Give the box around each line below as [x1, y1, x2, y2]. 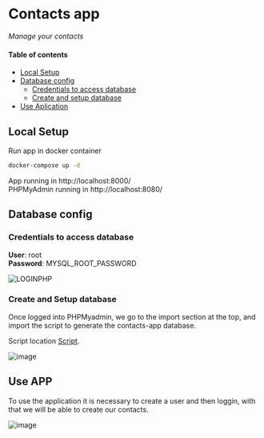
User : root [8, 250, 42, 259]
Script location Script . [8, 336, 80, 345]
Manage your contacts [8, 31, 84, 41]
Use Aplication [19, 102, 69, 111]
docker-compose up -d [8, 161, 81, 169]
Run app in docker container [8, 146, 102, 155]
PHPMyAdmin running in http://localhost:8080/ [8, 184, 162, 194]
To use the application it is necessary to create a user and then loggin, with [8, 396, 256, 405]
